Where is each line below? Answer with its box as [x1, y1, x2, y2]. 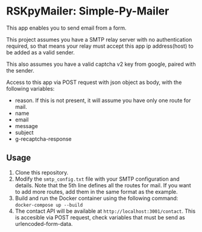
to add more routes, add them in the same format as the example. [14, 188, 178, 195]
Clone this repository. [14, 169, 69, 176]
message [14, 122, 38, 129]
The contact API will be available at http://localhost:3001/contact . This [14, 207, 196, 214]
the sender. [6, 66, 34, 74]
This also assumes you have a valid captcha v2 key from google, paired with [6, 60, 196, 68]
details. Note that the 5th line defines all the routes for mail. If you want [14, 181, 191, 188]
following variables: [6, 85, 55, 92]
